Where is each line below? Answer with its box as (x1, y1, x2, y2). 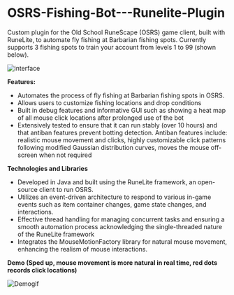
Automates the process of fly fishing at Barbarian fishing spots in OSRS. (17, 91, 225, 100)
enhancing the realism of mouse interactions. (17, 245, 148, 253)
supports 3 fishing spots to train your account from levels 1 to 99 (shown (7, 43, 217, 51)
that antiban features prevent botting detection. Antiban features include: (17, 128, 228, 137)
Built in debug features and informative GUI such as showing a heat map (17, 106, 226, 114)
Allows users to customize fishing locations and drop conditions (17, 98, 202, 107)
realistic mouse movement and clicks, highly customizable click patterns (17, 135, 226, 144)
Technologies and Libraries (7, 164, 89, 172)
